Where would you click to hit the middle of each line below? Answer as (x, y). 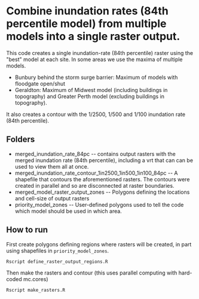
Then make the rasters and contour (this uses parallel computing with (92, 273)
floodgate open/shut (40, 83)
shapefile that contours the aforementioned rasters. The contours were (102, 179)
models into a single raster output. (93, 36)
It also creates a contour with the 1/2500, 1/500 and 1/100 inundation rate (96, 114)
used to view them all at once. (52, 166)
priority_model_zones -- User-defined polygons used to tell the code (99, 205)
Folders (21, 140)
